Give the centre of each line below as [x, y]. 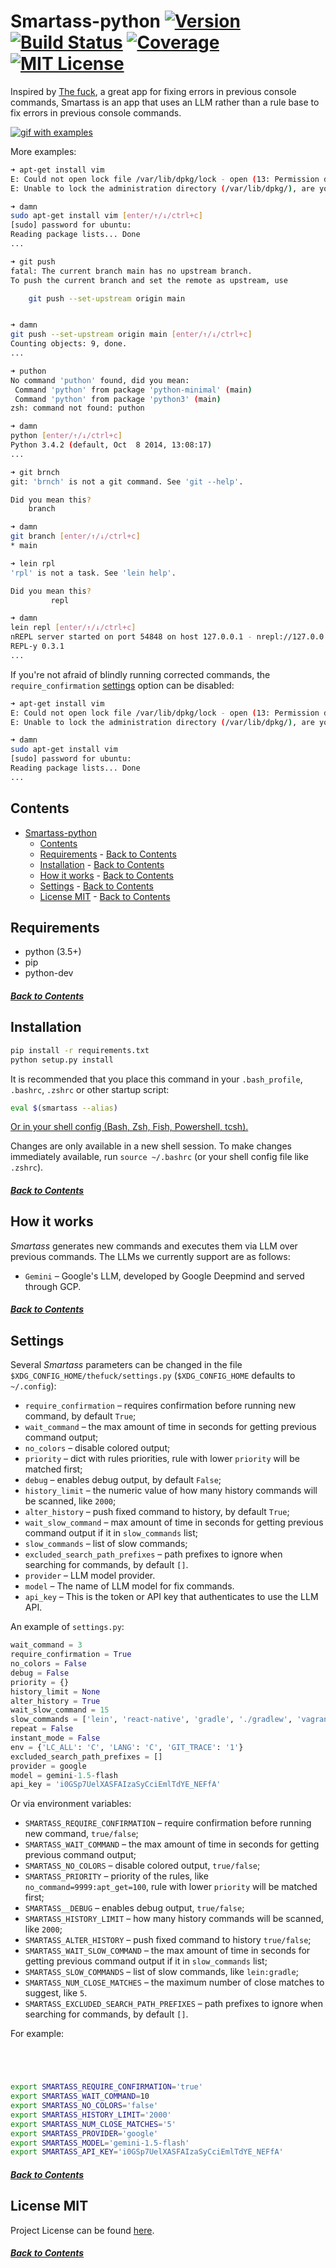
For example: [37, 2034]
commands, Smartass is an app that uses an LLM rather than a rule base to [165, 102]
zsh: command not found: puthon [77, 408]
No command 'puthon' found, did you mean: [100, 380]
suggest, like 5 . [56, 1993]
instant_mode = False [55, 1738]
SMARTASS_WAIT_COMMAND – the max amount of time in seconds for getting [172, 1844]
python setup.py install [62, 1060]
